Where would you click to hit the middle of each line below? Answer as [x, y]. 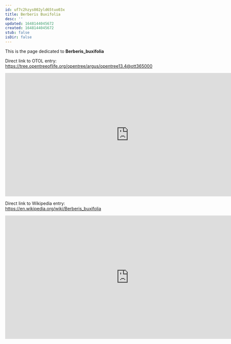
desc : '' [14, 19]
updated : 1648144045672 [30, 23]
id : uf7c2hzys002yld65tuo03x [35, 10]
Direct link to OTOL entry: [31, 61]
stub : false [17, 33]
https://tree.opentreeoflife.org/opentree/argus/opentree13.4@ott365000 [79, 66]
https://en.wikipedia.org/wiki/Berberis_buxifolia [53, 208]
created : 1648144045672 [30, 28]
